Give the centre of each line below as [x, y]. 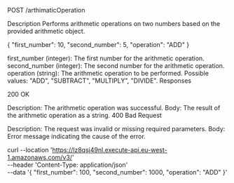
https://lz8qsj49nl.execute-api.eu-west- [110, 150]
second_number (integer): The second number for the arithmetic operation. [116, 66]
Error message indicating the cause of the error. [76, 136]
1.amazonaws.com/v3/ [40, 157]
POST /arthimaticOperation [46, 10]
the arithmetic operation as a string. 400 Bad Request [85, 115]
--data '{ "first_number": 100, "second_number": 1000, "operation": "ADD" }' [117, 172]
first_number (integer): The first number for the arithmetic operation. [106, 58]
